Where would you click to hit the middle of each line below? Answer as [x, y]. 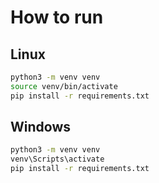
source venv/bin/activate [64, 86]
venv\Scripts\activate [57, 159]
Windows [40, 127]
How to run [57, 17]
